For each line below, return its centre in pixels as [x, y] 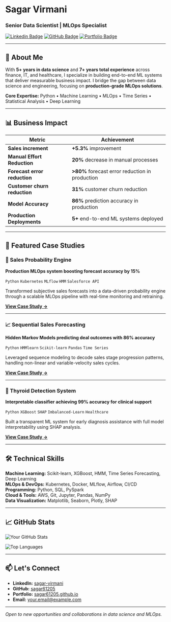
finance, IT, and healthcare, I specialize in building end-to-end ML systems [84, 75]
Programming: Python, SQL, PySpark [45, 490]
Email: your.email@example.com [47, 600]
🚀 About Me [24, 57]
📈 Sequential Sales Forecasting [45, 325]
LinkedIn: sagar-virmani [38, 583]
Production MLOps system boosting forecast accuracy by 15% [73, 271]
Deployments [24, 222]
